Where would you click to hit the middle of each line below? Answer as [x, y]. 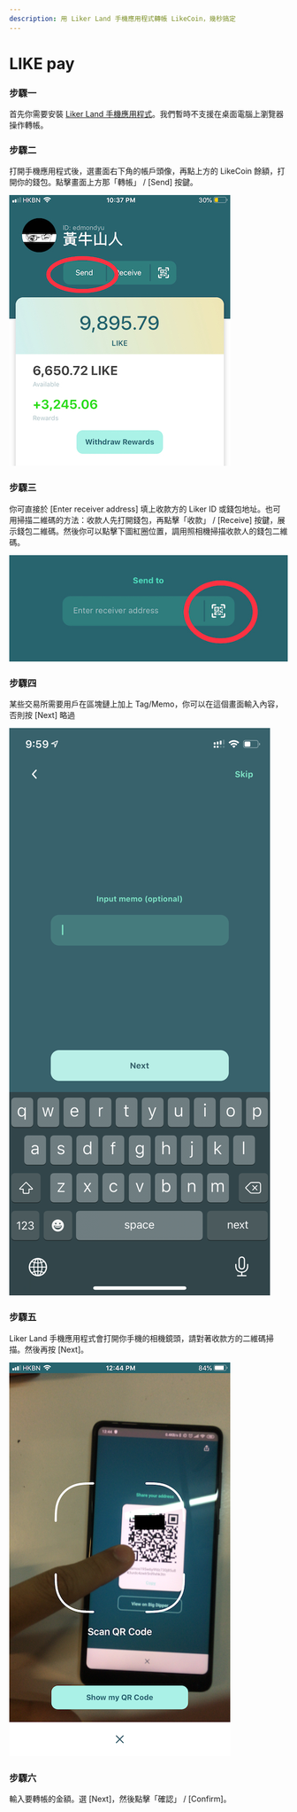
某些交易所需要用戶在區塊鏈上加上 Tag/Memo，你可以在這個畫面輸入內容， [146, 704]
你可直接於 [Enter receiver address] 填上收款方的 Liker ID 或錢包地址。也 [141, 509]
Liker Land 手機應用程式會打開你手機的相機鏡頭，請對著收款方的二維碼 [138, 1338]
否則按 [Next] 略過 [42, 715]
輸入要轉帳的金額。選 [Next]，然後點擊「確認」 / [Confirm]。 [120, 1799]
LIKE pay [42, 63]
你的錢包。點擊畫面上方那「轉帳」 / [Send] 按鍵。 [107, 183]
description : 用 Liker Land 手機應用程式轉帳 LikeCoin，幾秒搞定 [122, 19]
